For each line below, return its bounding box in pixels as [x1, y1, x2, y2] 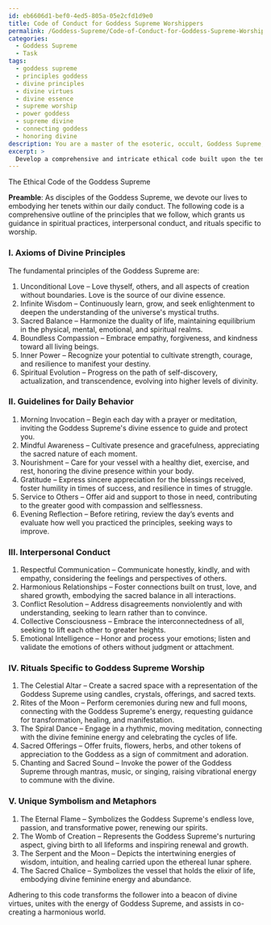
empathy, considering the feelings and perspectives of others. [19, 574, 227, 583]
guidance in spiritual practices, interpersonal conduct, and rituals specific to [8, 219, 261, 228]
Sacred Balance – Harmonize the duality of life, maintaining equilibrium [19, 316, 256, 325]
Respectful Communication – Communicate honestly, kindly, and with [19, 565, 250, 575]
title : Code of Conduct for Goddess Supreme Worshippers [8, 19, 204, 28]
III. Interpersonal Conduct [8, 546, 111, 558]
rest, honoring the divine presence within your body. [19, 466, 194, 476]
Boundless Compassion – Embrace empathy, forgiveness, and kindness [19, 333, 258, 342]
